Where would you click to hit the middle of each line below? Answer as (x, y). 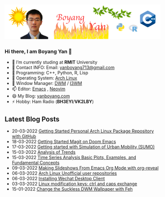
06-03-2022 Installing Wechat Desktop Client (58, 179)
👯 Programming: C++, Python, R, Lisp (50, 73)
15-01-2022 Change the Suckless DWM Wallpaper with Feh (72, 189)
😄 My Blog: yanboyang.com (41, 96)
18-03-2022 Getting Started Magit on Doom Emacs (64, 142)
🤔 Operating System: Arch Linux (44, 78)
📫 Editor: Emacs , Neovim (38, 89)
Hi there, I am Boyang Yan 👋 (38, 51)
